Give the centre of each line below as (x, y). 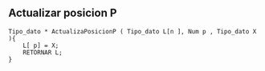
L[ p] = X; (41, 45)
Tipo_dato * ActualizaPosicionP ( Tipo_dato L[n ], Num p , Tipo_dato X (132, 31)
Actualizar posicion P (63, 13)
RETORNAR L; (43, 52)
